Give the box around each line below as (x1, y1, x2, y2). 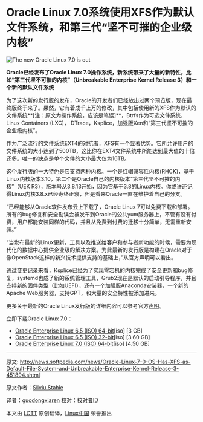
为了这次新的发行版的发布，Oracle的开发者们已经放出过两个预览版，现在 (6, 96, 187, 103)
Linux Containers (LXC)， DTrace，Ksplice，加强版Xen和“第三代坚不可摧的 (6, 119, 193, 126)
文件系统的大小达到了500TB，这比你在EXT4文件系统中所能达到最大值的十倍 (6, 147, 195, 154)
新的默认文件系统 (11, 83, 54, 91)
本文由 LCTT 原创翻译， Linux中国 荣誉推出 (6, 409, 112, 417)
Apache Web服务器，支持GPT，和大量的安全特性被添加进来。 (6, 289, 160, 296)
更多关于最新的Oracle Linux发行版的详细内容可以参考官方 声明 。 (6, 302, 165, 309)
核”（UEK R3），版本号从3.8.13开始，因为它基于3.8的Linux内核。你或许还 (6, 183, 187, 190)
